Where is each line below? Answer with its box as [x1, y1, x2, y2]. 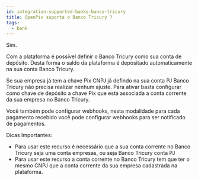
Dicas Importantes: [6, 132, 53, 139]
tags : [6, 20, 20, 26]
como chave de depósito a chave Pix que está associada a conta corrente [6, 90, 187, 97]
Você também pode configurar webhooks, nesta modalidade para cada [6, 107, 180, 115]
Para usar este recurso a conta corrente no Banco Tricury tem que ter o [14, 155, 190, 163]
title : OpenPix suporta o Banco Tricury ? [6, 14, 113, 20]
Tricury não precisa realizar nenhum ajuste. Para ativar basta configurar [6, 84, 182, 91]
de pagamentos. [6, 120, 46, 128]
